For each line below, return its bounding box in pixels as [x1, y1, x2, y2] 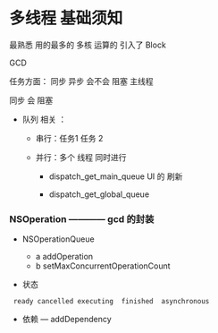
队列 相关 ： [21, 114, 67, 124]
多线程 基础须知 [9, 8, 123, 29]
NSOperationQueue [21, 234, 96, 244]
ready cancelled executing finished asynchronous [13, 297, 210, 306]
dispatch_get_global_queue [48, 189, 150, 200]
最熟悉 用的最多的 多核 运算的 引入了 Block [9, 39, 167, 50]
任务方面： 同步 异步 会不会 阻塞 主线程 [9, 75, 154, 86]
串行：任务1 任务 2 [35, 132, 104, 143]
